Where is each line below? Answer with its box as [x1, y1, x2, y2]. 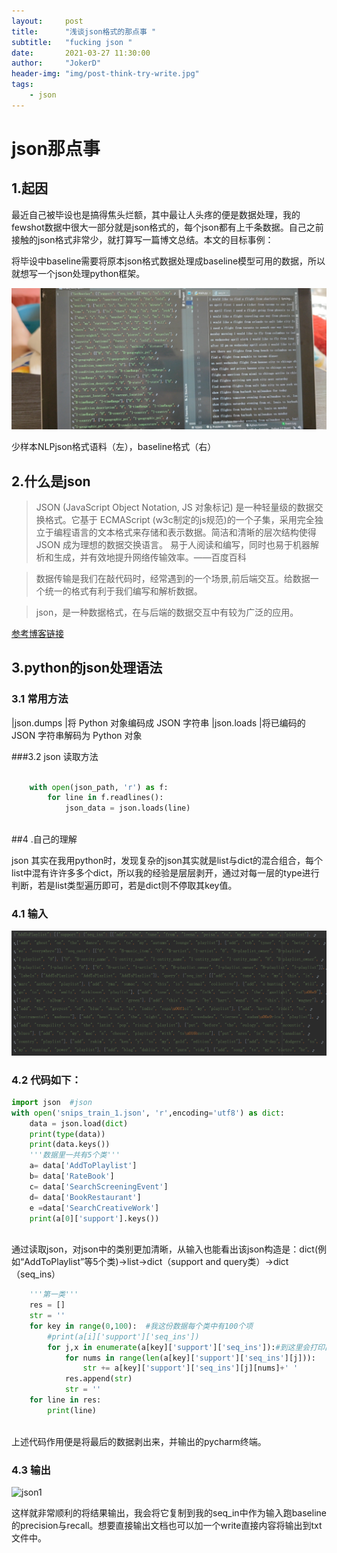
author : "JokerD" [11, 58, 102, 69]
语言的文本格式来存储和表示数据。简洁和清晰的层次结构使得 [70, 526, 317, 538]
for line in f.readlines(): [47, 793, 164, 803]
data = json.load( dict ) [29, 1118, 129, 1129]
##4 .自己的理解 [11, 833, 78, 845]
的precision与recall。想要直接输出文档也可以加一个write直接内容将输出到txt [11, 1520, 323, 1531]
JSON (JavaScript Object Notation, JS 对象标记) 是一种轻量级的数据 [35, 501, 315, 513]
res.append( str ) [64, 1374, 133, 1384]
